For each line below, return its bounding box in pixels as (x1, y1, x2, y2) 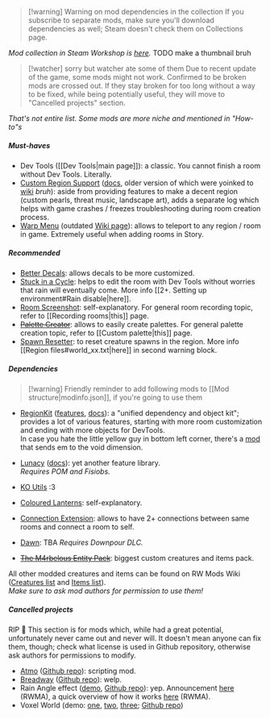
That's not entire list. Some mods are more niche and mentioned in (8, 114, 231, 123)
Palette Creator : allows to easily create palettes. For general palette (19, 319, 244, 329)
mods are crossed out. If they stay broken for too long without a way (27, 81, 255, 90)
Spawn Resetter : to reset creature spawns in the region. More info (19, 336, 239, 346)
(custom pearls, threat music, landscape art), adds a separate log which (19, 195, 260, 205)
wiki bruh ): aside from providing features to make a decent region (19, 186, 239, 196)
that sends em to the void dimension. (19, 442, 143, 452)
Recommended (8, 247, 60, 257)
